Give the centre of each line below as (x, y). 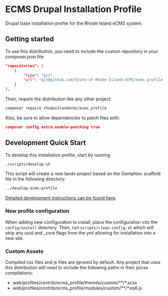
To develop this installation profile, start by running (58, 155)
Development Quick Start (46, 143)
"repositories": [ (24, 66)
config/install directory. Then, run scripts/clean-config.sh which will (79, 227)
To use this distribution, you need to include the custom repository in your (82, 51)
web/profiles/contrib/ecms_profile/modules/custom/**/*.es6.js (77, 288)
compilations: (19, 273)
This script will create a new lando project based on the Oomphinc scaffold (83, 174)
